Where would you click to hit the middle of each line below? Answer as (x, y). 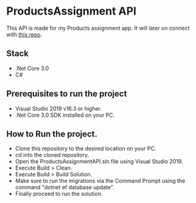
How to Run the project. (52, 134)
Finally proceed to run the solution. (59, 194)
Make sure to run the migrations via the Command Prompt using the (100, 181)
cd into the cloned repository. (52, 155)
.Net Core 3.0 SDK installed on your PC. (65, 115)
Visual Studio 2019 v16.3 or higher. (58, 108)
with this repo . (24, 34)
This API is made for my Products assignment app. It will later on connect (98, 28)
